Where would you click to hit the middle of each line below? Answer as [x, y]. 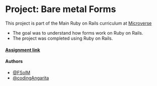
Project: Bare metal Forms [61, 9]
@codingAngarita [31, 78]
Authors [14, 61]
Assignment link [23, 50]
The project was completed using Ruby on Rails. [63, 38]
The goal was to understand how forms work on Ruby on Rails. [78, 33]
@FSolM [21, 72]
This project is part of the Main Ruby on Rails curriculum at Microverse [78, 23]
